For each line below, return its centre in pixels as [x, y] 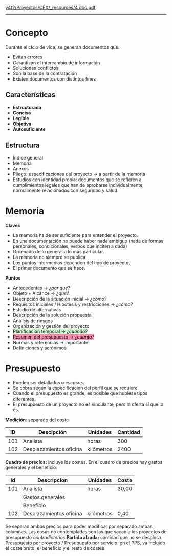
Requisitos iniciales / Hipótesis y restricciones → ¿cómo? [73, 304]
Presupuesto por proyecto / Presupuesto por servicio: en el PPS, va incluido [85, 543]
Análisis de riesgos [33, 321]
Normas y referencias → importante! [51, 342]
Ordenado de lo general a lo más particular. [58, 251]
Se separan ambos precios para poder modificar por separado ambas [79, 527]
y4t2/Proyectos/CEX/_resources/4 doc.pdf [50, 7]
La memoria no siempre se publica [49, 257]
